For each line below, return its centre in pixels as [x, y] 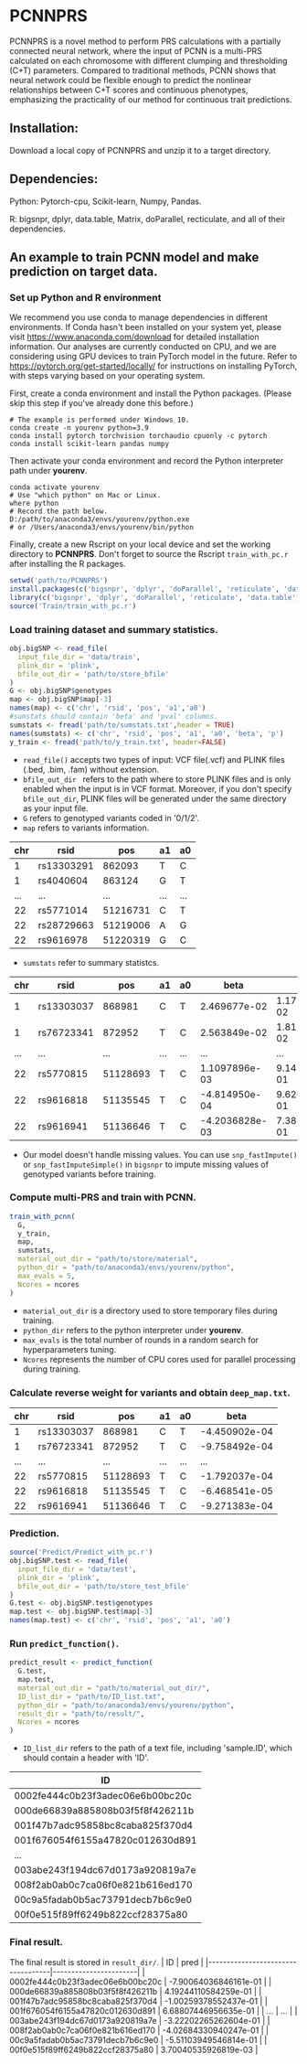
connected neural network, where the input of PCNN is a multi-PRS [136, 50]
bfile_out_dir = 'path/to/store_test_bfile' [104, 1586]
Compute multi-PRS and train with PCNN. [103, 1197]
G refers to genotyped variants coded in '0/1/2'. [111, 818]
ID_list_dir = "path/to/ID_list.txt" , [92, 1696]
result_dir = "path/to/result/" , [81, 1714]
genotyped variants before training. [90, 1174]
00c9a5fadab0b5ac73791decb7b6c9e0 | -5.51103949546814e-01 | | [138, 2039]
